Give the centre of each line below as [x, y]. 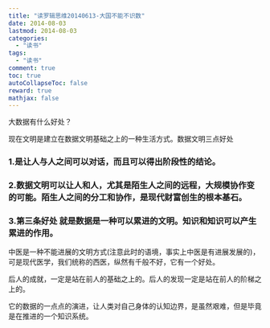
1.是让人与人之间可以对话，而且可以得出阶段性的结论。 [115, 162]
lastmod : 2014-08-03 [43, 31]
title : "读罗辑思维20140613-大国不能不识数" [77, 16]
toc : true [25, 76]
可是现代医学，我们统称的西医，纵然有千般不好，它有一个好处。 [114, 262]
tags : [17, 53]
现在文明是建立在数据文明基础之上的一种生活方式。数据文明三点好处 [121, 139]
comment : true [32, 68]
